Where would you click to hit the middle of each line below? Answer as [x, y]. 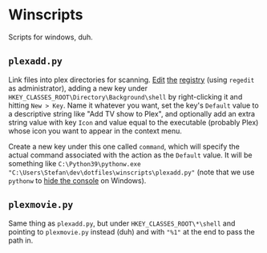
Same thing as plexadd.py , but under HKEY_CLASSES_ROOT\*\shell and [122, 223]
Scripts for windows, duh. [51, 37]
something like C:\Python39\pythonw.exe [75, 163]
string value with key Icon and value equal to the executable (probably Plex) [133, 122]
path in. [21, 240]
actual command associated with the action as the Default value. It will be [130, 155]
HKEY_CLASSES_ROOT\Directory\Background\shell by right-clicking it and [125, 96]
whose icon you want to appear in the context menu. [95, 131]
